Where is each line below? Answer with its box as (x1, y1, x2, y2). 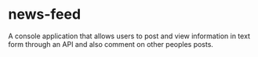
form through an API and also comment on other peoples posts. (8, 39, 214, 48)
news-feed (8, 5, 81, 23)
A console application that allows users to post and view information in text (8, 31, 251, 41)
